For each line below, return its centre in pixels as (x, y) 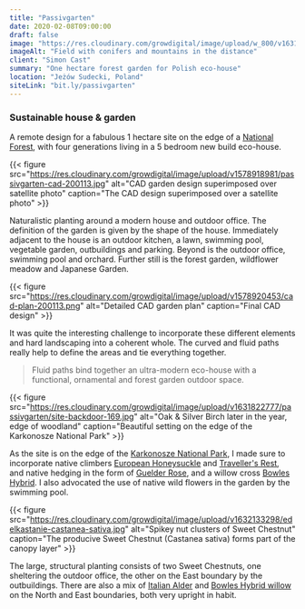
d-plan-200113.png (45, 305)
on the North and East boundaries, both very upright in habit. (123, 594)
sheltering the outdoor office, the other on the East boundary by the (136, 575)
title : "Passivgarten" (52, 18)
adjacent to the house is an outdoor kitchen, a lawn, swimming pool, (137, 240)
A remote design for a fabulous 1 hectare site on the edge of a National (142, 136)
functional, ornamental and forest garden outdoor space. (138, 379)
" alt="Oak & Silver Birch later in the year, (211, 416)
